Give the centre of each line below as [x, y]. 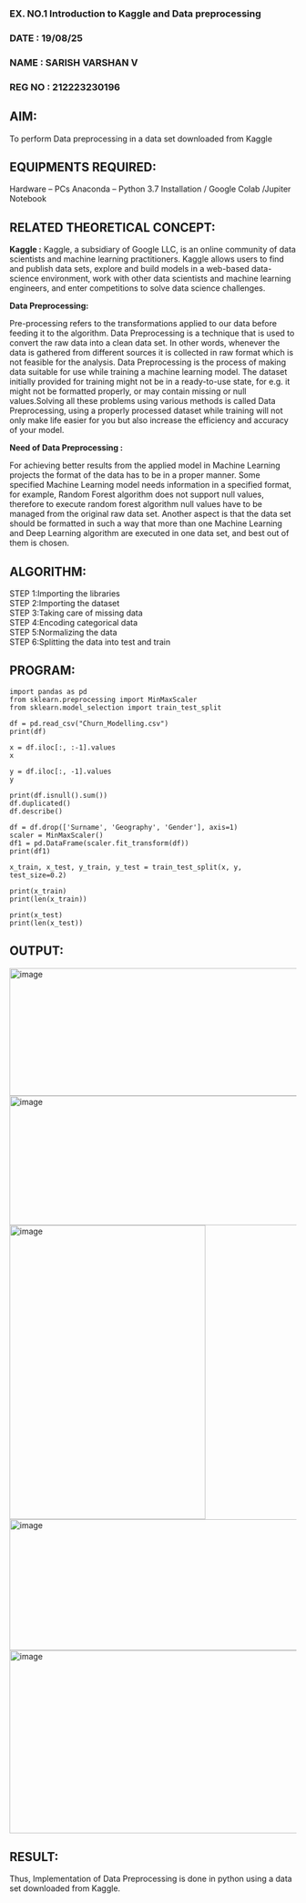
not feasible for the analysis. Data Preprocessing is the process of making [148, 362]
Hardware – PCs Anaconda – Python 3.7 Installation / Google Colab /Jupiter [150, 189]
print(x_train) [38, 891]
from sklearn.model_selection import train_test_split [116, 708]
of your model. [37, 430]
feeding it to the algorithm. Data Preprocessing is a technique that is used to [152, 333]
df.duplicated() [40, 803]
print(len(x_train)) [49, 899]
